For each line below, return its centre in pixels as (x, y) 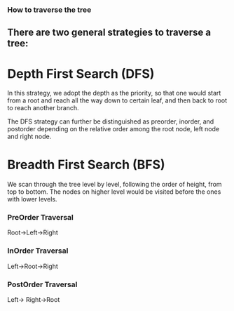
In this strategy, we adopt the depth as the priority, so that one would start (114, 93)
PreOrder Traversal (40, 218)
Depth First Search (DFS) (81, 73)
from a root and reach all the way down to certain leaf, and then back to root (117, 100)
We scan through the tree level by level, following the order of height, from (115, 185)
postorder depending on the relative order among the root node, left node (113, 129)
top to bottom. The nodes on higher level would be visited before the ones (114, 192)
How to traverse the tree (49, 10)
